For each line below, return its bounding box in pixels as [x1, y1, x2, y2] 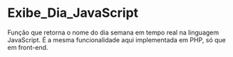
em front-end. [7, 43, 48, 51]
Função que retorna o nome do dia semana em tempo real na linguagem [7, 28, 219, 37]
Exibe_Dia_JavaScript [7, 5, 139, 21]
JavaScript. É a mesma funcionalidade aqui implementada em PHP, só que [7, 35, 226, 44]
